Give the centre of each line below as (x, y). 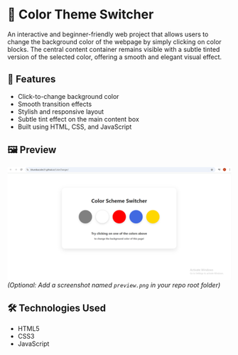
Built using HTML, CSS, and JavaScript (75, 127)
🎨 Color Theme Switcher (81, 15)
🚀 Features (32, 79)
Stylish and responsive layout (61, 111)
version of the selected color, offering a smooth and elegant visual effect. (115, 57)
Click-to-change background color (68, 96)
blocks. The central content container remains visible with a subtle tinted (114, 49)
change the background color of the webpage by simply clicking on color (114, 41)
